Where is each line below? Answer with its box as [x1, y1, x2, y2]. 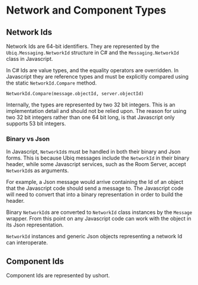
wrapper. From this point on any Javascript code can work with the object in [6, 215, 191, 222]
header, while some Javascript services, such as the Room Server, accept [6, 161, 186, 168]
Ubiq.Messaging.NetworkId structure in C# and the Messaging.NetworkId [6, 49, 179, 56]
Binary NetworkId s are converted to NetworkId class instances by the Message [6, 209, 193, 216]
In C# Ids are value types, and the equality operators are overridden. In [6, 67, 179, 74]
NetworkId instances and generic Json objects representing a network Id [6, 233, 183, 240]
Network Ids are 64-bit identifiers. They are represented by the [6, 43, 160, 50]
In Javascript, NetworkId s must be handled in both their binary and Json [6, 148, 181, 156]
